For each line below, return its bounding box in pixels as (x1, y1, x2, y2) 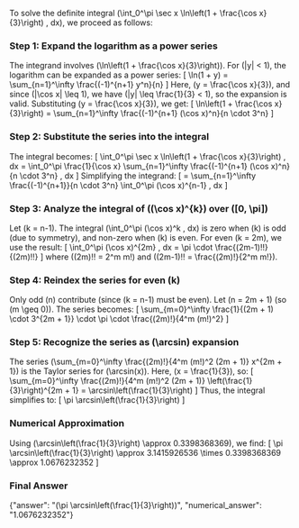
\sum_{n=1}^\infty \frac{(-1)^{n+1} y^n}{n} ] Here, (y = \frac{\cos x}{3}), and (9, 79, 291, 90)
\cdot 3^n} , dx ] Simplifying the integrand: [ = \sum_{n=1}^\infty (19, 170, 257, 181)
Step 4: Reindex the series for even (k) (9, 274, 181, 287)
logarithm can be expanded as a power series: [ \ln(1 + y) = (9, 69, 229, 80)
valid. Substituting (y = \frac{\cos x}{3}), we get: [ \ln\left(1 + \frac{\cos (9, 98, 273, 109)
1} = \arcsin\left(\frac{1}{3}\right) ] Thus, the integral (71, 385, 266, 396)
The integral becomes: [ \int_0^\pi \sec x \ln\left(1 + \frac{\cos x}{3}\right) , (9, 150, 286, 161)
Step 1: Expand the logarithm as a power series (9, 40, 218, 52)
